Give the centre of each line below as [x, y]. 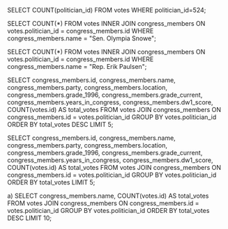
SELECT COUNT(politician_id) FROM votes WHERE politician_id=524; [107, 10]
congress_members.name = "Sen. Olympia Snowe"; [82, 38]
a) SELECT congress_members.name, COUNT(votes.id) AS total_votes [108, 196]
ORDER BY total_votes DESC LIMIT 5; [60, 124]
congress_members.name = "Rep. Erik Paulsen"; [77, 66]
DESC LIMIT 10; [30, 218]
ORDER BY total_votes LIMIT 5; [51, 182]
